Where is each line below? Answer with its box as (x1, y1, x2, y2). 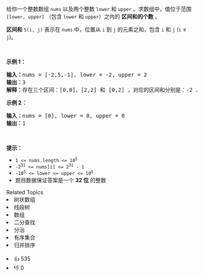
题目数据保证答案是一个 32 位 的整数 (15, 177, 106, 183)
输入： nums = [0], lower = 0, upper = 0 (6, 112, 125, 119)
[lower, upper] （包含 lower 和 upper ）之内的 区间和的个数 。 (6, 13, 161, 20)
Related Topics (6, 189, 44, 196)
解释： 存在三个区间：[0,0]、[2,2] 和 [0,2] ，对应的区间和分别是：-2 (6, 87, 193, 93)
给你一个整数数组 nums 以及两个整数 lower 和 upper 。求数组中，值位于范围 (6, 5, 192, 12)
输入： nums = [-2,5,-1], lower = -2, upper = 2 (6, 72, 148, 78)
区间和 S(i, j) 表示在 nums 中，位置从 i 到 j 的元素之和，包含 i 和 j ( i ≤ (6, 26, 187, 33)
